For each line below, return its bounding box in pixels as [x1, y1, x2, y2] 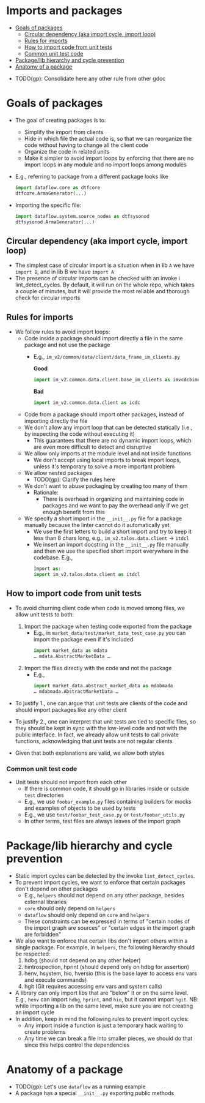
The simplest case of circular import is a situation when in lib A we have [15, 261, 195, 269]
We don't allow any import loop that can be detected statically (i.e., [24, 424, 193, 431]
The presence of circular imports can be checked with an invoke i [15, 275, 180, 282]
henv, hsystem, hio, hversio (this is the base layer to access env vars [24, 970, 197, 977]
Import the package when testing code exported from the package [24, 623, 192, 630]
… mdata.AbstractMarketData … [33, 653, 110, 660]
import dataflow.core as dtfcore [15, 184, 101, 190]
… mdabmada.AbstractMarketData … [33, 688, 119, 695]
